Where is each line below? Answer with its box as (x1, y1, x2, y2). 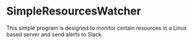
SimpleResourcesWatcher (6, 4, 142, 18)
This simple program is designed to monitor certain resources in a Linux (6, 24, 188, 31)
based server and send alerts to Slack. (6, 30, 104, 38)
